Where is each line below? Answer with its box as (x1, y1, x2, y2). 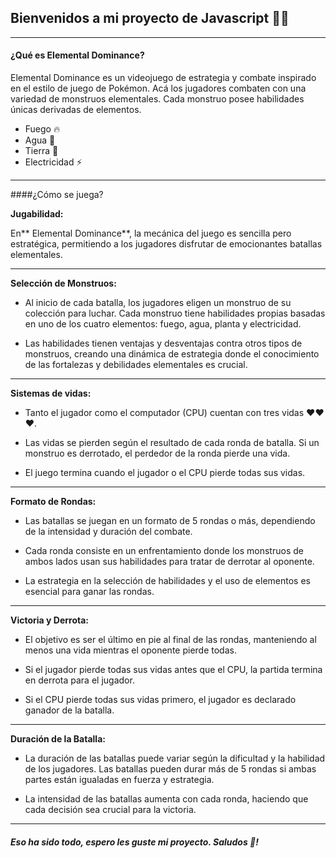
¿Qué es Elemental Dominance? (10, 49, 145, 61)
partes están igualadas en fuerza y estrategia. (24, 774, 215, 786)
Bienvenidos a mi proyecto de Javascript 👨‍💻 (10, 10, 290, 27)
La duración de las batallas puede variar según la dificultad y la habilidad (24, 752, 326, 765)
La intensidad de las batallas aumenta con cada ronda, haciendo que (24, 793, 309, 805)
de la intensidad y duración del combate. (24, 526, 193, 538)
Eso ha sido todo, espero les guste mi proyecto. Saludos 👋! (10, 836, 259, 848)
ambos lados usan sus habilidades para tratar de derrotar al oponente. (24, 556, 315, 568)
